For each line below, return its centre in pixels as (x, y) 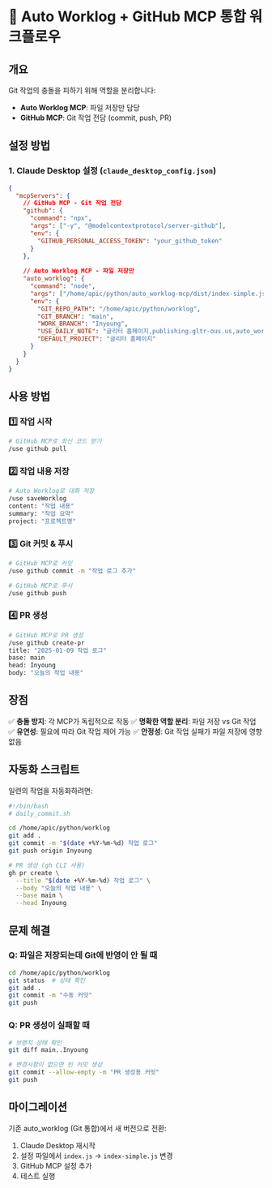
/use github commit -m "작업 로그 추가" (72, 571)
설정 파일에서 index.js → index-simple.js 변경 (96, 1156)
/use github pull (38, 449)
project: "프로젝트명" (42, 521)
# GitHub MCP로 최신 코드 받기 (55, 442)
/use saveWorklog (38, 499)
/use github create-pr (47, 643)
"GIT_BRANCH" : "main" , (76, 316)
